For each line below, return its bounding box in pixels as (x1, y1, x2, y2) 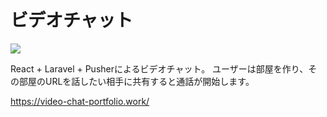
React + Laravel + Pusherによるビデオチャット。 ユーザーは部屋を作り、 (10, 62, 309, 75)
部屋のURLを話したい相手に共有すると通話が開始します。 (18, 75, 255, 87)
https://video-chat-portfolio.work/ (10, 95, 150, 107)
